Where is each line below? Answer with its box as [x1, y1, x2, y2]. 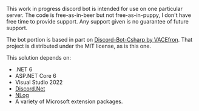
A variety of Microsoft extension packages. [15, 98, 123, 105]
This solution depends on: [6, 54, 72, 61]
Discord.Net [15, 85, 46, 92]
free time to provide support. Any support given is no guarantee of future [6, 18, 189, 25]
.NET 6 [15, 66, 33, 73]
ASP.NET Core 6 [15, 72, 56, 79]
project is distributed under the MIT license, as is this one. [6, 42, 152, 49]
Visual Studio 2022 [15, 78, 63, 86]
